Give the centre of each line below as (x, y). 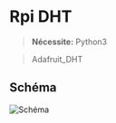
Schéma (33, 88)
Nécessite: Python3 (69, 42)
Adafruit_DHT (57, 59)
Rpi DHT (41, 17)
